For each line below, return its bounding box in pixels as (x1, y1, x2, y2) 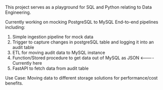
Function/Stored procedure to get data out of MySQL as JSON (12, 55, 140, 61)
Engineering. (5, 9, 31, 15)
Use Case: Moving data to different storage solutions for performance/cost (5, 75, 158, 81)
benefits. (5, 80, 23, 86)
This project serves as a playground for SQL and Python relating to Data (5, 4, 152, 10)
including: (5, 24, 26, 30)
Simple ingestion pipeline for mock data (12, 34, 94, 40)
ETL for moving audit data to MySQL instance (12, 49, 106, 55)
